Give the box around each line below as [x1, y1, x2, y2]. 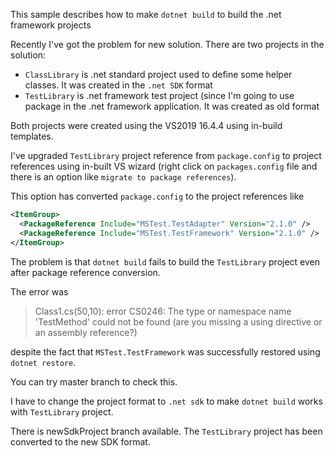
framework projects [10, 19, 92, 31]
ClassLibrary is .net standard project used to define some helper [24, 69, 293, 80]
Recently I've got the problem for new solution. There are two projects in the [10, 39, 325, 50]
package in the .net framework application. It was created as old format [24, 100, 320, 112]
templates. [10, 130, 54, 142]
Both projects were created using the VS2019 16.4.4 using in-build [10, 120, 283, 131]
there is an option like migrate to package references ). [10, 171, 237, 183]
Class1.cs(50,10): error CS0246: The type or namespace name [34, 305, 292, 317]
